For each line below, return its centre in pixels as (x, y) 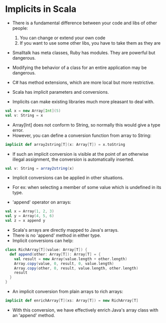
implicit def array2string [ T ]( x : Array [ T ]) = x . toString (65, 144)
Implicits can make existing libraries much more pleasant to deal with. (83, 101)
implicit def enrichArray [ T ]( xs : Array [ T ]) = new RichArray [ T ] (72, 301)
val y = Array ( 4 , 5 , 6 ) (30, 216)
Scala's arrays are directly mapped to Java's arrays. (65, 230)
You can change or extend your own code (62, 38)
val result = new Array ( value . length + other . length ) (71, 259)
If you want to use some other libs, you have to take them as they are (90, 43)
